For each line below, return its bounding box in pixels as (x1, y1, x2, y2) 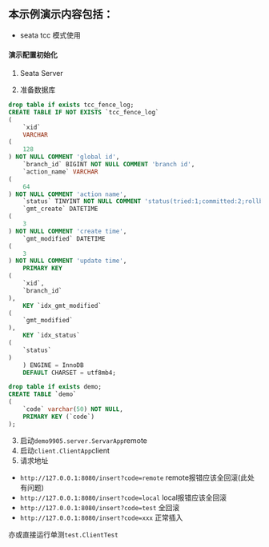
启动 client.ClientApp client (19, 445, 110, 455)
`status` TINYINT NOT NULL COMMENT (22, 198, 142, 206)
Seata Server (19, 69, 64, 78)
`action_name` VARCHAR (22, 167, 98, 176)
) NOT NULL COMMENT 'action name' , (8, 190, 127, 198)
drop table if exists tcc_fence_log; (8, 101, 134, 110)
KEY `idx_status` (22, 331, 81, 340)
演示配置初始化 (8, 50, 58, 60)
